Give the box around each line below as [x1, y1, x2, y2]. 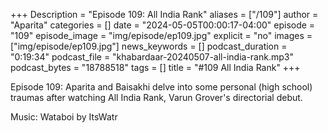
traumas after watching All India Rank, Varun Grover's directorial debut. [10, 92, 303, 103]
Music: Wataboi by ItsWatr [10, 111, 118, 123]
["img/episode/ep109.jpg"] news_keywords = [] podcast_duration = [10, 40, 288, 52]
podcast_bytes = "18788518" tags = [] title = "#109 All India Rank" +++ [10, 62, 301, 73]
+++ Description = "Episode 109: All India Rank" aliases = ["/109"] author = [10, 9, 319, 20]
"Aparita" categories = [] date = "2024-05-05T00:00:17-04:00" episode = [10, 19, 316, 31]
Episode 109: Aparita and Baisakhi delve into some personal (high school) [10, 81, 313, 93]
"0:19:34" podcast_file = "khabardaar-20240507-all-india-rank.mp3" [10, 51, 294, 63]
